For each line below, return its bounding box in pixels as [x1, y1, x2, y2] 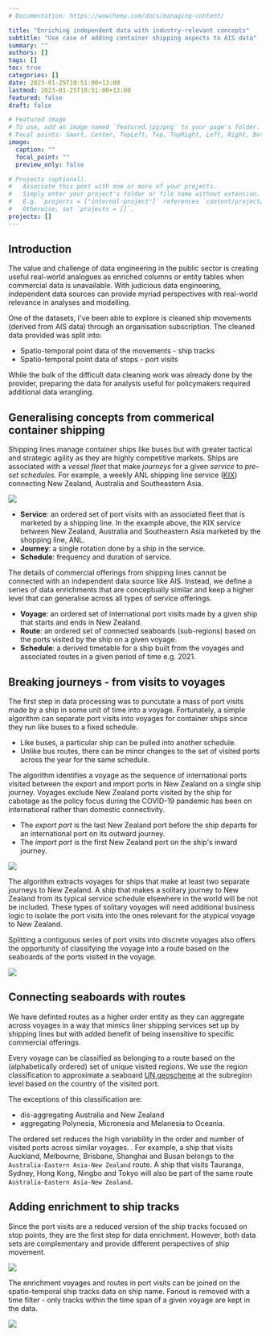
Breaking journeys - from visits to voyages [8, 675, 226, 689]
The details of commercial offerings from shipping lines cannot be [8, 568, 227, 578]
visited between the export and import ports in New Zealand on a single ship [8, 779, 261, 789]
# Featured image [8, 116, 67, 124]
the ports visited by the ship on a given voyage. [19, 635, 178, 645]
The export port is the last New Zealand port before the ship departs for [19, 820, 258, 830]
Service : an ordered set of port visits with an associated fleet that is [19, 509, 245, 519]
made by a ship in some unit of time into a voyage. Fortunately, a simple [8, 705, 246, 715]
